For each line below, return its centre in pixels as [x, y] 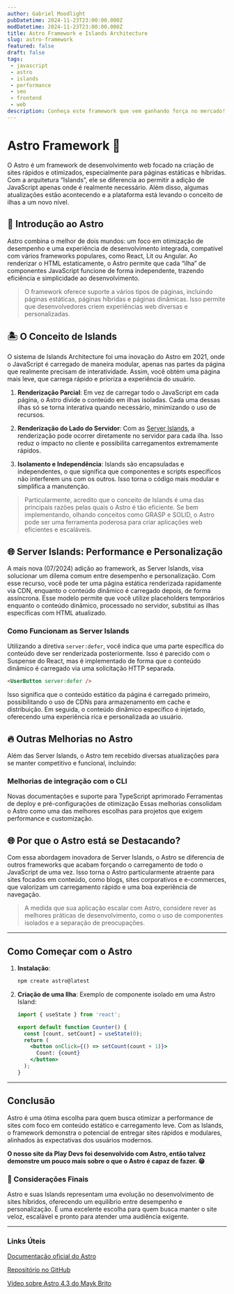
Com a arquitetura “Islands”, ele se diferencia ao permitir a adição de [106, 179]
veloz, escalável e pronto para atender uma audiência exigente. [98, 1216]
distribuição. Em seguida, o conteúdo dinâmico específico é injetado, [106, 710]
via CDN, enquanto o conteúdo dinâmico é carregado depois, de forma [109, 591]
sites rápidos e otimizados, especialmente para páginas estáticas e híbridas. [117, 172]
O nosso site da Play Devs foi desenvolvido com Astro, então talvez [107, 1154]
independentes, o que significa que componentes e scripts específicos [119, 471]
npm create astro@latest [53, 981]
